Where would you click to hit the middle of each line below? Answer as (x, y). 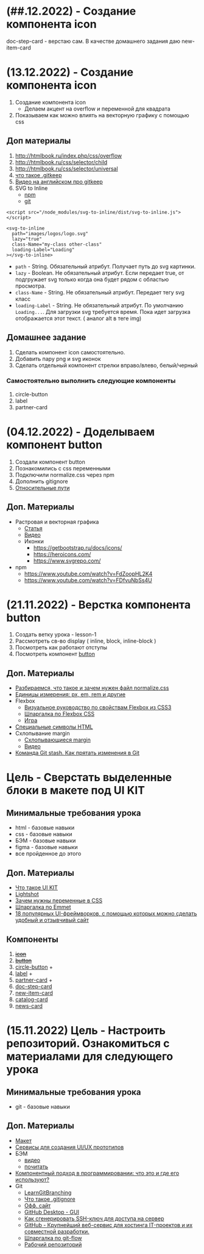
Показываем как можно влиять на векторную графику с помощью (102, 115)
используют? (32, 1179)
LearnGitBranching (48, 1192)
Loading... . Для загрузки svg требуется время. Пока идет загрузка (103, 312)
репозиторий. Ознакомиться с (88, 1044)
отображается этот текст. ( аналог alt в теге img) (78, 318)
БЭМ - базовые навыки (45, 840)
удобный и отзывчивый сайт (52, 920)
